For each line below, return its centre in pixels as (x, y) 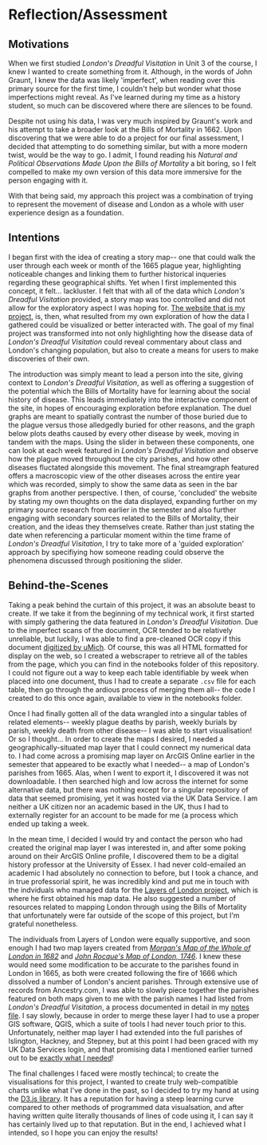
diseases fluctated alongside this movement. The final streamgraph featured (133, 467)
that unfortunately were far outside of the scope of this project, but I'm (124, 915)
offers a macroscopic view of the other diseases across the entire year (124, 475)
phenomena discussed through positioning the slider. (96, 561)
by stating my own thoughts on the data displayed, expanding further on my (133, 501)
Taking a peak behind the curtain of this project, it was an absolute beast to (132, 604)
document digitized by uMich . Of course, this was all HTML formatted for (128, 647)
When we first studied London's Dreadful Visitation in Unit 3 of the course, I (133, 63)
